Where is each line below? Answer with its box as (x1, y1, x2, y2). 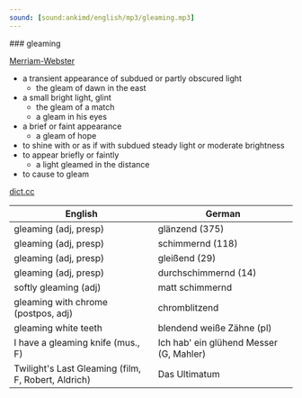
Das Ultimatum (157, 367, 220, 380)
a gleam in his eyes (35, 111, 108, 122)
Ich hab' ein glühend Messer (157, 336, 279, 348)
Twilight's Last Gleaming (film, (13, 362, 142, 375)
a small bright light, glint (22, 92, 111, 103)
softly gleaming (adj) (13, 281, 102, 294)
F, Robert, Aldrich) (13, 373, 92, 385)
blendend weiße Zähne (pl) (157, 321, 272, 334)
